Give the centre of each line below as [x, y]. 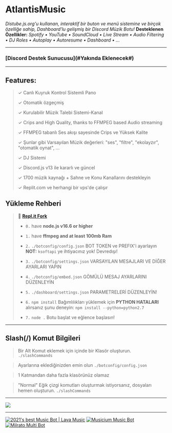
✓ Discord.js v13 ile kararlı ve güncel [57, 168]
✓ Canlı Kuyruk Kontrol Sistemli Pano [57, 93]
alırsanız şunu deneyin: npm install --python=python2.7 [85, 307]
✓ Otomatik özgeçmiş [41, 103]
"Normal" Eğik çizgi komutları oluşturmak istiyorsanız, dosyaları [85, 385]
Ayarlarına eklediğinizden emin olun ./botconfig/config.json [82, 365]
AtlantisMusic [36, 9]
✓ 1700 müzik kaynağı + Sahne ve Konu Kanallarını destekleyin [84, 178]
